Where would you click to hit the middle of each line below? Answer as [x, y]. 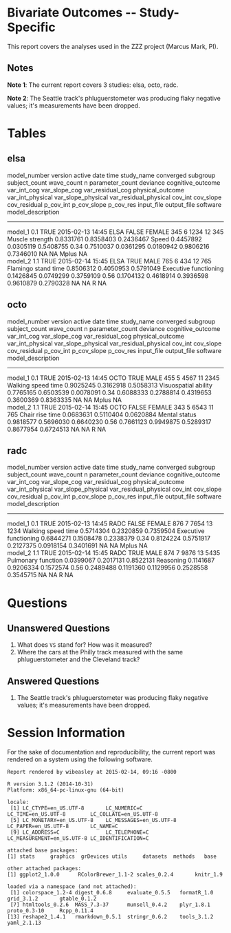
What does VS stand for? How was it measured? [85, 645]
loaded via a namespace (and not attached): [72, 887]
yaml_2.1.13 [24, 923]
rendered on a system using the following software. [80, 759]
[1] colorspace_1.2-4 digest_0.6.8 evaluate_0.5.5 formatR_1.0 [112, 893]
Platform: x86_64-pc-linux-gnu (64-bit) [66, 790]
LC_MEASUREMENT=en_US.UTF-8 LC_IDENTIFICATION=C [78, 839]
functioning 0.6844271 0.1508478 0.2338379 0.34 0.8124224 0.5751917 [109, 539]
